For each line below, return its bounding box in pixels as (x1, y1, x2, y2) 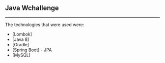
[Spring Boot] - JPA (12, 47, 52, 53)
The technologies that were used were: (5, 22, 84, 28)
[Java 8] (12, 36, 29, 42)
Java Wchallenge (5, 4, 59, 12)
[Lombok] (12, 31, 32, 37)
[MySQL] (12, 52, 31, 58)
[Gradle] (12, 41, 29, 47)
